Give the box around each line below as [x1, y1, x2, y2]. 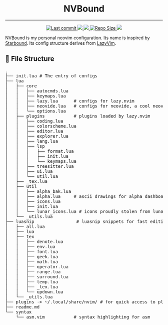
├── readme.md [5, 304, 40, 309]
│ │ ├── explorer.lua [5, 133, 69, 139]
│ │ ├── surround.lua [5, 274, 69, 279]
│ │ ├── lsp [5, 143, 45, 149]
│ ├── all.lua [5, 224, 45, 229]
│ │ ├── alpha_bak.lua [5, 188, 71, 194]
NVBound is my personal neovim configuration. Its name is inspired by [5, 35, 150, 41]
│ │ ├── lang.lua [5, 138, 58, 144]
